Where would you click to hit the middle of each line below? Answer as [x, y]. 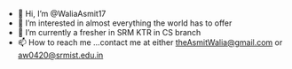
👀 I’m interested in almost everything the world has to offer [125, 23]
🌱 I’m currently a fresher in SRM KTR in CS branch [109, 32]
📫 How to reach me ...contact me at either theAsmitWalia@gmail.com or [150, 42]
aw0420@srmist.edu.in [60, 55]
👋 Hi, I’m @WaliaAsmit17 [62, 14]
